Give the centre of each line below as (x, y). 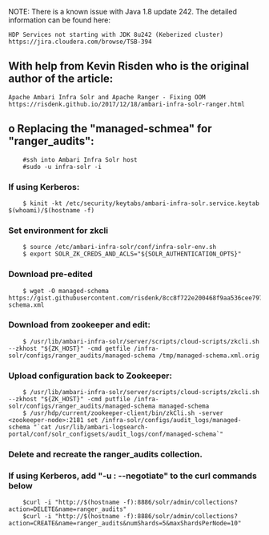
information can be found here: (59, 20)
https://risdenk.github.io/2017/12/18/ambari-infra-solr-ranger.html (127, 104)
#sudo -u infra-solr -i (62, 167)
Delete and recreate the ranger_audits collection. (105, 454)
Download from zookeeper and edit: (79, 325)
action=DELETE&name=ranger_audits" (68, 509)
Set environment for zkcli (58, 230)
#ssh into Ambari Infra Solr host (80, 159)
